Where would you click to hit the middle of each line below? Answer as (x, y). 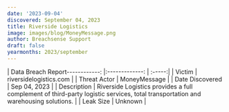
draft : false (26, 46)
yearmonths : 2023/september (48, 53)
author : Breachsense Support (49, 39)
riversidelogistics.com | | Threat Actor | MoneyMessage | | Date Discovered (115, 79)
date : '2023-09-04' (35, 13)
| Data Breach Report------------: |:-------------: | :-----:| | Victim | (102, 72)
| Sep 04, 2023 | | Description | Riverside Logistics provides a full (100, 86)
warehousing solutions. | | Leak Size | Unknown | (77, 101)
